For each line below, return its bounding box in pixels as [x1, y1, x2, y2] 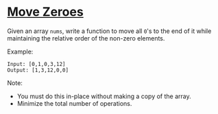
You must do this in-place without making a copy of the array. [16, 92, 192, 100]
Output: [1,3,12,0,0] [7, 67, 69, 73]
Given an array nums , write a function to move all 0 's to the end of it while [7, 27, 212, 35]
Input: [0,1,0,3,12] [7, 60, 66, 67]
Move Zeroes [7, 4, 84, 20]
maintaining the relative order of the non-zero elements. [7, 34, 165, 42]
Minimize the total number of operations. [16, 99, 132, 107]
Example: [7, 47, 34, 56]
